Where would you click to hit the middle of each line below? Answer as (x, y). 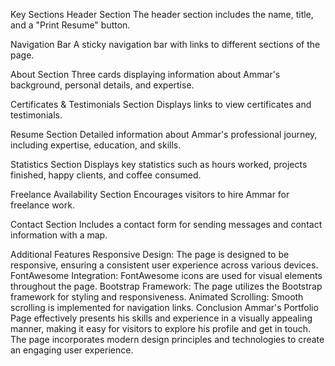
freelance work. (42, 205)
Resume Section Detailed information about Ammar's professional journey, (164, 134)
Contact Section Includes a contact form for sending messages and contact (166, 224)
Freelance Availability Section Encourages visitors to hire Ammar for (150, 194)
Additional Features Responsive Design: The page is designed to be (150, 254)
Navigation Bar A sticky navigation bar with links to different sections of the (165, 44)
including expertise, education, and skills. (96, 145)
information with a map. (59, 235)
